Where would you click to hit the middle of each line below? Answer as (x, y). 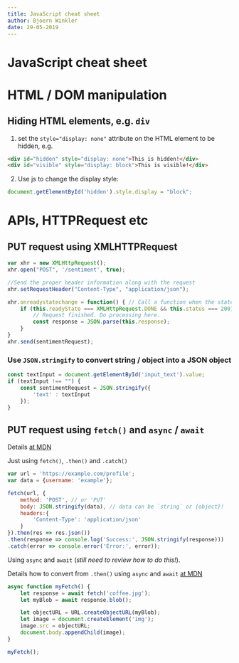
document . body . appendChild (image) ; (73, 633)
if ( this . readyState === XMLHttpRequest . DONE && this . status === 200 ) (127, 309)
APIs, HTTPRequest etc (78, 221)
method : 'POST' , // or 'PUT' (63, 500)
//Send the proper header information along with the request (101, 282)
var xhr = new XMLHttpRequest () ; (57, 263)
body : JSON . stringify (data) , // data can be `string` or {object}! (122, 506)
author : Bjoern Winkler (43, 21)
